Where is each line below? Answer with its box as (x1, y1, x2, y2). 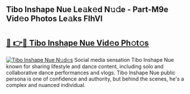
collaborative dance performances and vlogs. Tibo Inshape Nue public (6, 69, 176, 76)
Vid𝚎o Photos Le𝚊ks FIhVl (6, 14, 103, 24)
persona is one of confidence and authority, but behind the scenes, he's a (6, 75, 184, 82)
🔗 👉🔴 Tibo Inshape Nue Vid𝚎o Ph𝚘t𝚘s (6, 38, 149, 48)
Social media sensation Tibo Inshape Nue (74, 57, 174, 63)
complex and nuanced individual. (6, 82, 86, 88)
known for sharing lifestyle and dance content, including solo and (6, 63, 164, 69)
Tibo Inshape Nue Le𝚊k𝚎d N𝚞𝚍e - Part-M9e (6, 5, 168, 15)
